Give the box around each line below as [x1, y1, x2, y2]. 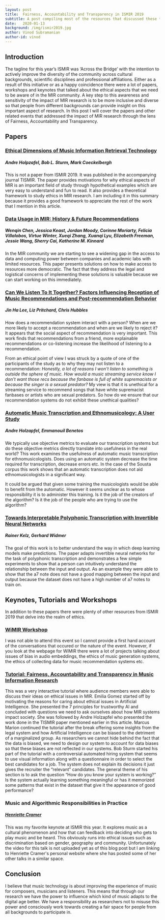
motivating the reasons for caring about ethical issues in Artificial [5, 698, 137, 704]
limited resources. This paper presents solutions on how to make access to [5, 261, 157, 267]
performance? [5, 787, 34, 793]
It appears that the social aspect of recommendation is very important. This [5, 330, 158, 336]
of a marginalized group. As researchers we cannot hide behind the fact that [5, 735, 160, 741]
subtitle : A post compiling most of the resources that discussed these [5, 16, 157, 21]
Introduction [5, 53, 44, 61]
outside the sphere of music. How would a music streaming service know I [5, 371, 156, 377]
